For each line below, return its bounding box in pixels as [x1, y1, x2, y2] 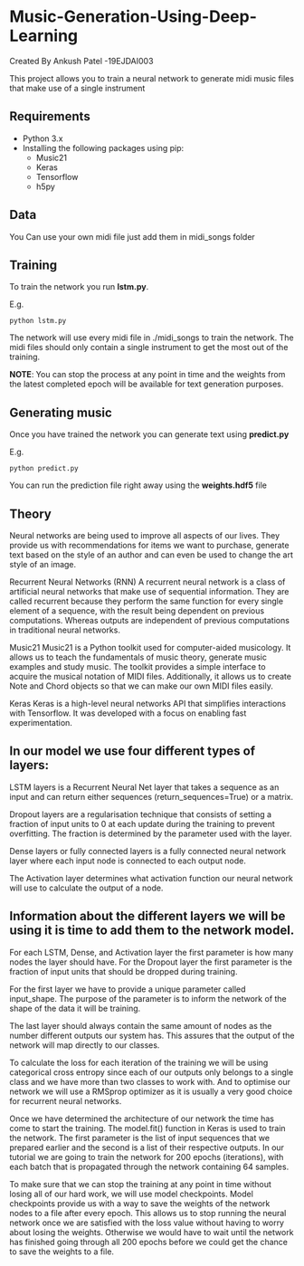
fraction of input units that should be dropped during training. [9, 966, 238, 976]
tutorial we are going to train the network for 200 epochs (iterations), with [9, 1151, 284, 1162]
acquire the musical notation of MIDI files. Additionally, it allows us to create [9, 671, 292, 681]
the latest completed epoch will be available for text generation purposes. [9, 378, 284, 390]
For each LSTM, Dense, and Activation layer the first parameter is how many [9, 947, 294, 957]
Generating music [9, 405, 113, 420]
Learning [9, 25, 79, 46]
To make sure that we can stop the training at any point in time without [9, 1178, 271, 1189]
